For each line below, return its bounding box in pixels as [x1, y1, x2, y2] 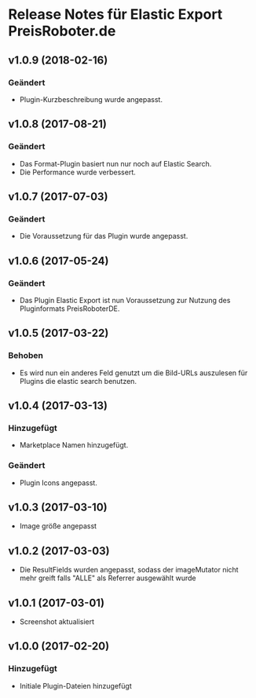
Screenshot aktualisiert [19, 617, 95, 627]
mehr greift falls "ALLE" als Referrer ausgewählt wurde [19, 573, 196, 583]
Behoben [8, 350, 44, 361]
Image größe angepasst [19, 521, 97, 531]
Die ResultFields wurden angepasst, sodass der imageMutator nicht [19, 565, 239, 575]
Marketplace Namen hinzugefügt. [19, 440, 129, 450]
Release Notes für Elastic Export [8, 5, 223, 24]
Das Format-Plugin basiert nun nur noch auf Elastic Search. [19, 159, 212, 168]
